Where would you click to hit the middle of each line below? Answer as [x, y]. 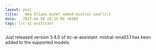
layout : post [18, 10]
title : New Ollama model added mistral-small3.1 [58, 14]
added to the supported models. [38, 43]
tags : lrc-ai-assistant [30, 23]
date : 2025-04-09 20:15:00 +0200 [42, 19]
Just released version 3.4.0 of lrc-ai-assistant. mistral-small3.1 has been [78, 37]
